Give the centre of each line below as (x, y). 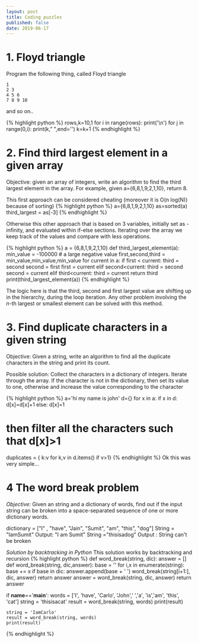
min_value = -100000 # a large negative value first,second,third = (86, 254)
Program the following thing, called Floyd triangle (66, 74)
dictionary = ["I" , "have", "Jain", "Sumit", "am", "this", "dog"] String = (90, 528)
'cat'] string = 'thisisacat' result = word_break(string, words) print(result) (95, 602)
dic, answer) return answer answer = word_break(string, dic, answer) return (99, 577)
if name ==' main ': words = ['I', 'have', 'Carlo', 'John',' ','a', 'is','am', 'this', (93, 595)
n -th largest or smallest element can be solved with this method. (85, 303)
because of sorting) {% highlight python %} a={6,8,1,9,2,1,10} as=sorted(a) (97, 206)
